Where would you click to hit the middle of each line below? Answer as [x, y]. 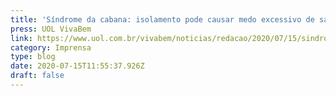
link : [21, 38]
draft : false [37, 76]
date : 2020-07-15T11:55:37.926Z [77, 66]
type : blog [33, 57]
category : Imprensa [51, 47]
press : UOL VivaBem [51, 29]
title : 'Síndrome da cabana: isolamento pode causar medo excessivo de [162, 19]
